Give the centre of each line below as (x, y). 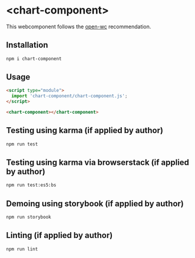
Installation (27, 45)
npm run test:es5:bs (32, 185)
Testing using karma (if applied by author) (85, 130)
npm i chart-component (34, 59)
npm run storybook (29, 217)
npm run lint (22, 249)
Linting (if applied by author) (60, 235)
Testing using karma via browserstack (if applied (98, 163)
